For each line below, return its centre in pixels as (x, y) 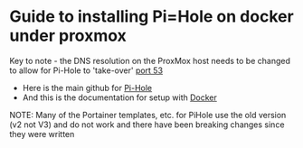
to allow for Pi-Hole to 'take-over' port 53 (86, 70)
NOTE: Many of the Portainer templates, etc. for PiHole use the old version (148, 115)
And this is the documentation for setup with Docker (119, 97)
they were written (42, 134)
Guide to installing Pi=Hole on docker (151, 17)
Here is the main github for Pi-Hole (87, 88)
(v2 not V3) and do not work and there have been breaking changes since (147, 125)
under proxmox (68, 36)
